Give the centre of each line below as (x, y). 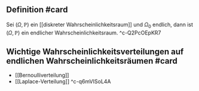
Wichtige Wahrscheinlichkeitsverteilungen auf (95, 52)
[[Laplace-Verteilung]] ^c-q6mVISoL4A (63, 81)
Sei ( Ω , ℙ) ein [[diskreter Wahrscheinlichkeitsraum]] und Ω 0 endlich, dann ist (99, 25)
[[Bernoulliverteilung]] (42, 75)
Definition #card (37, 10)
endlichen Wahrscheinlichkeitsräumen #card (92, 61)
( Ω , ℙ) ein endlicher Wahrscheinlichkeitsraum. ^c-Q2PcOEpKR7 (84, 33)
